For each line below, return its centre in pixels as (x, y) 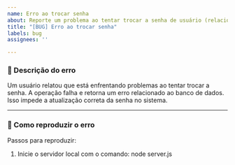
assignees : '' (28, 40)
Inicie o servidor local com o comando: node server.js (95, 154)
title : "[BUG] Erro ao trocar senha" (62, 27)
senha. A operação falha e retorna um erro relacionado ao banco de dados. (116, 93)
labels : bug (24, 33)
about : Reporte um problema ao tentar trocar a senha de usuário (104, 20)
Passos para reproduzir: (42, 140)
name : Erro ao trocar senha (48, 14)
